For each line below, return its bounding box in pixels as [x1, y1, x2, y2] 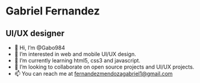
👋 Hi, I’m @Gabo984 [14, 44, 66, 51]
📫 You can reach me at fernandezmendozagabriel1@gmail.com [14, 70, 173, 77]
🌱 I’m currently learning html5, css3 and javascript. [14, 57, 141, 64]
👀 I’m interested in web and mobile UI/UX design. [14, 51, 136, 58]
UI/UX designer [5, 28, 64, 38]
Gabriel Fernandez [5, 4, 100, 18]
